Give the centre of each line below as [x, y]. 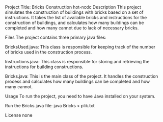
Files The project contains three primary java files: [56, 37]
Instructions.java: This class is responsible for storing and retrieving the [77, 61]
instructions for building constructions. [44, 67]
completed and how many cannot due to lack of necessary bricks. [72, 28]
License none [19, 115]
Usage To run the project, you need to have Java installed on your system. [80, 96]
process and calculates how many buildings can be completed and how [78, 81]
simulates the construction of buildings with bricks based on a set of [74, 12]
